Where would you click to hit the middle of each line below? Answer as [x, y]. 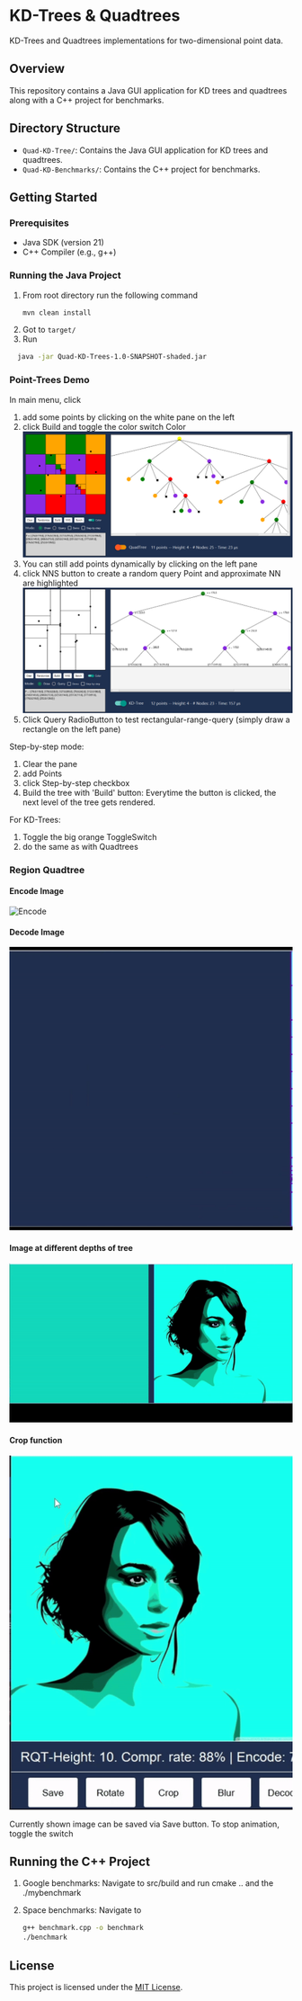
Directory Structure [65, 128]
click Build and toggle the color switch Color [104, 426]
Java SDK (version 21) [63, 243]
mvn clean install [57, 313]
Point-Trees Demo [49, 380]
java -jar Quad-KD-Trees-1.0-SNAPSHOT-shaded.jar [112, 357]
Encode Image [37, 891]
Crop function [36, 1440]
